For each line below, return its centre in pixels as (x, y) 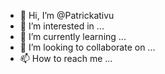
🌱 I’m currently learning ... (73, 36)
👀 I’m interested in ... (62, 26)
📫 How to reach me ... (66, 58)
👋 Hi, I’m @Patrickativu (67, 15)
